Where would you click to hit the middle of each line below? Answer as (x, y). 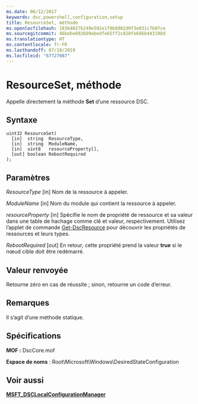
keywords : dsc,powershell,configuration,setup (65, 17)
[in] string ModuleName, (45, 144)
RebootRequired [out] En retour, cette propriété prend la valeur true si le (94, 245)
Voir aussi (25, 381)
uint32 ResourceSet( (32, 134)
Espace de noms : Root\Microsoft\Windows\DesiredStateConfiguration (92, 361)
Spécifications (33, 336)
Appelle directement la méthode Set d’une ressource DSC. (78, 101)
